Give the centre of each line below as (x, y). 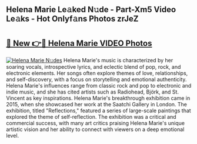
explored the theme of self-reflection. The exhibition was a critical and (91, 117)
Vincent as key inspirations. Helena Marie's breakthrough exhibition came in (98, 98)
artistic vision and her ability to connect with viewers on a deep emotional (95, 129)
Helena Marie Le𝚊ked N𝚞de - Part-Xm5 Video (91, 10)
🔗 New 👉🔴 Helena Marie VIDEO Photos (79, 43)
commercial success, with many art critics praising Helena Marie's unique (96, 123)
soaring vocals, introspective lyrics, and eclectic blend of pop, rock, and (94, 67)
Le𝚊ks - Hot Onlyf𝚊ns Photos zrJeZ (72, 19)
